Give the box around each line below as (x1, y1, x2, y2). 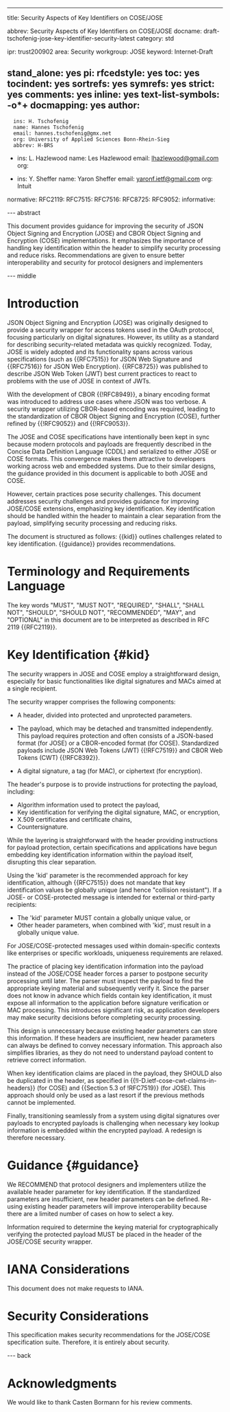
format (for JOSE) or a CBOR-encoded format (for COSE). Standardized (16, 739, 219, 747)
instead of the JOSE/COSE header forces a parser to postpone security (7, 970, 208, 978)
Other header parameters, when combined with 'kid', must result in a (16, 921, 211, 929)
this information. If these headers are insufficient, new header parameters (7, 1033, 216, 1042)
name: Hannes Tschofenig (13, 124, 84, 131)
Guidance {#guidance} (7, 1157, 140, 1173)
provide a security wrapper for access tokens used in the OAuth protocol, (7, 326, 214, 334)
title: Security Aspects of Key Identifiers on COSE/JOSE (7, 14, 163, 21)
